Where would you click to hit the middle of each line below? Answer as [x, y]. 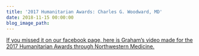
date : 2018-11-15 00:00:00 [40, 17]
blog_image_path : [28, 23]
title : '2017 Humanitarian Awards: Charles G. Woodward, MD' [84, 12]
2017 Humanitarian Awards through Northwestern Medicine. [81, 46]
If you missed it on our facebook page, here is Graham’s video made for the [100, 40]
